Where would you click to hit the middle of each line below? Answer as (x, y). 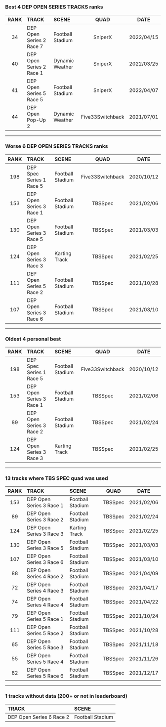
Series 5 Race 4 (45, 662)
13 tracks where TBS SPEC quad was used (57, 478)
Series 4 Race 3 (45, 591)
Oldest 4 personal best (33, 339)
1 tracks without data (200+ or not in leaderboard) (66, 696)
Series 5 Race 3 (45, 647)
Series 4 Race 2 (45, 577)
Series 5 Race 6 (45, 676)
